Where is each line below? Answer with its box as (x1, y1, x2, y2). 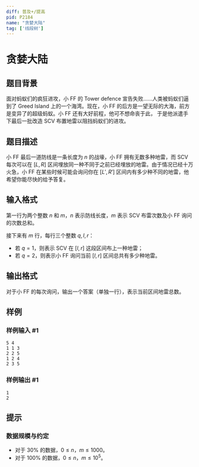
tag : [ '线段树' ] (6, 25, 44, 32)
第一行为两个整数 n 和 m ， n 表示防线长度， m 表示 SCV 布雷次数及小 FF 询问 (6, 212, 192, 219)
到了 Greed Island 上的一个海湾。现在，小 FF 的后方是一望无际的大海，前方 (6, 102, 190, 110)
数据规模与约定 (6, 432, 49, 440)
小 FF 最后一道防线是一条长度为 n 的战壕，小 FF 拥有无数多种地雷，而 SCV (6, 153, 188, 161)
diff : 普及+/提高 (6, 8, 46, 15)
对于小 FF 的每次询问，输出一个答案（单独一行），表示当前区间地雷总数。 (6, 288, 185, 295)
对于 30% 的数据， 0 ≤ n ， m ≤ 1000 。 (14, 447, 108, 454)
